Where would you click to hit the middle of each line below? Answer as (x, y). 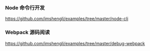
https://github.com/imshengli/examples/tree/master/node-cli (67, 19)
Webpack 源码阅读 (28, 32)
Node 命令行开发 (25, 7)
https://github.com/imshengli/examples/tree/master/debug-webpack (75, 43)
